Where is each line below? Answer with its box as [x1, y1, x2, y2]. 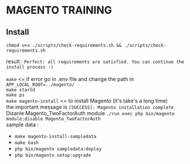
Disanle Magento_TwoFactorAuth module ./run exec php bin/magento [6, 110, 175, 116]
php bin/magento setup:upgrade [14, 152, 91, 158]
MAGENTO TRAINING [6, 4, 113, 17]
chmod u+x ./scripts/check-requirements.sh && [6, 42, 122, 48]
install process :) [6, 64, 54, 70]
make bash [14, 140, 39, 146]
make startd [6, 87, 35, 93]
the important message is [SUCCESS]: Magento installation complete [6, 103, 174, 111]
